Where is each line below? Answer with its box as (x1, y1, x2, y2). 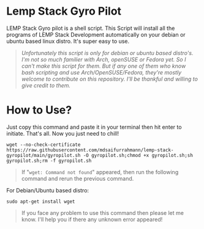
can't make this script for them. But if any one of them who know (21, 62, 186, 70)
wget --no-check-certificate (6, 142, 81, 148)
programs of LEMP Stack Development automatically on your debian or (6, 31, 186, 38)
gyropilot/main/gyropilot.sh (6, 152, 81, 158)
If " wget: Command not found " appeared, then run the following (21, 168, 179, 175)
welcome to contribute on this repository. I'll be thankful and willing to (21, 75, 198, 82)
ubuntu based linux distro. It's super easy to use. (6, 37, 130, 45)
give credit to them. (21, 81, 71, 89)
